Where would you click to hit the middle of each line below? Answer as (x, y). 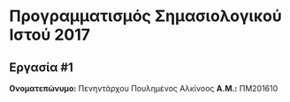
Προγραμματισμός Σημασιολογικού (146, 16)
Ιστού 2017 (50, 35)
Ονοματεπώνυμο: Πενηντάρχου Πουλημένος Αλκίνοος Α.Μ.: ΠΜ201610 (144, 88)
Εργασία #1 (41, 67)
